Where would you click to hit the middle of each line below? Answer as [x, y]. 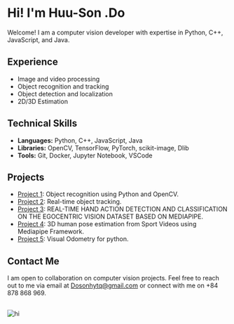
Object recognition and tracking [63, 86]
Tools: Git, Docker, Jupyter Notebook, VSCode [85, 155]
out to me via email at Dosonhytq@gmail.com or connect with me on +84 [113, 285]
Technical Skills [42, 123]
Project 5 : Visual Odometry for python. [73, 239]
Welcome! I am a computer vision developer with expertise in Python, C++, [115, 32]
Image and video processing [58, 79]
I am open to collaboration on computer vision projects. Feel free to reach [113, 278]
